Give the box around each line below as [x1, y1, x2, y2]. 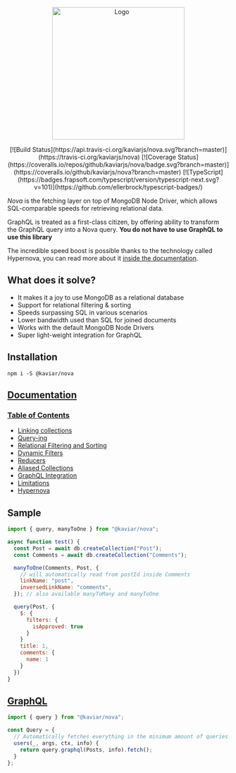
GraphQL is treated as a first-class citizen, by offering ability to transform [7, 218, 220, 226]
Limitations [17, 479, 50, 488]
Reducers [17, 456, 46, 465]
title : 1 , [20, 643, 49, 650]
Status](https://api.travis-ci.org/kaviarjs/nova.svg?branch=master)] [32, 146, 228, 153]
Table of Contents [7, 410, 70, 420]
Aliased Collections [17, 464, 74, 473]
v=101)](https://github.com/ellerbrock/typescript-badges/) [34, 183, 203, 191]
